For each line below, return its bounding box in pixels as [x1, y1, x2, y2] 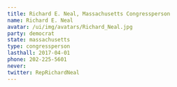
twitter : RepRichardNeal [7, 69, 80, 76]
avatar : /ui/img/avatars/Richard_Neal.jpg [7, 23, 133, 30]
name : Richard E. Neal [7, 17, 73, 24]
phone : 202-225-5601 [7, 56, 68, 63]
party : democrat [7, 29, 55, 37]
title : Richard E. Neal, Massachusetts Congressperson [7, 10, 171, 18]
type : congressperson [7, 43, 71, 50]
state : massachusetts [7, 36, 71, 43]
